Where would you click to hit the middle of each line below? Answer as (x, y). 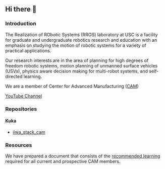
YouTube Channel (23, 96)
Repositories (21, 109)
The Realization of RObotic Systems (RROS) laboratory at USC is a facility (81, 34)
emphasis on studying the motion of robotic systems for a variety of (76, 45)
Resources (19, 145)
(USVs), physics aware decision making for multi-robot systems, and (76, 71)
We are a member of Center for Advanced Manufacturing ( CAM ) (72, 86)
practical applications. (28, 50)
